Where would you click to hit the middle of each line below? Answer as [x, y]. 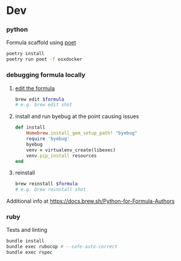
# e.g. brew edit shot [44, 105]
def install [30, 128]
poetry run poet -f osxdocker [44, 59]
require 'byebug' [48, 139]
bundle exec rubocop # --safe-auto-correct [62, 247]
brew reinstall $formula [46, 184]
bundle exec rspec [29, 253]
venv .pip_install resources [61, 156]
